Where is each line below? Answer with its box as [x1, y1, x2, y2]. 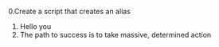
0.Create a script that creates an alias [8, 7, 131, 16]
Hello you [19, 22, 52, 31]
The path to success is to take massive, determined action [19, 31, 212, 39]
